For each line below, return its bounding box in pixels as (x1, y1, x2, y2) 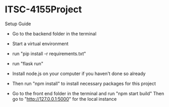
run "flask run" (12, 60, 44, 66)
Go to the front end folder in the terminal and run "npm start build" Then (12, 90, 164, 96)
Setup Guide (5, 21, 31, 27)
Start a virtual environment (12, 40, 69, 47)
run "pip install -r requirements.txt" (12, 50, 87, 57)
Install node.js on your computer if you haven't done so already (12, 70, 146, 77)
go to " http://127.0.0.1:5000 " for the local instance (12, 96, 117, 102)
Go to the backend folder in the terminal (12, 30, 97, 37)
